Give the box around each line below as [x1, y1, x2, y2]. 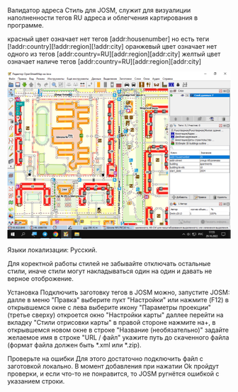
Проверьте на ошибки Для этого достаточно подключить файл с [7, 354, 204, 363]
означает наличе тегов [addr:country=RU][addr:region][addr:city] [7, 57, 202, 66]
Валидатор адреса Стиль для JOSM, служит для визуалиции [7, 6, 191, 14]
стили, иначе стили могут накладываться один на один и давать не [7, 267, 212, 275]
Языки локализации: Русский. [7, 246, 98, 254]
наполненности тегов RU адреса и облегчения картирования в [7, 13, 198, 22]
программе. [7, 21, 44, 29]
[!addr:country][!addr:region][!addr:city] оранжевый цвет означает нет [7, 42, 217, 50]
